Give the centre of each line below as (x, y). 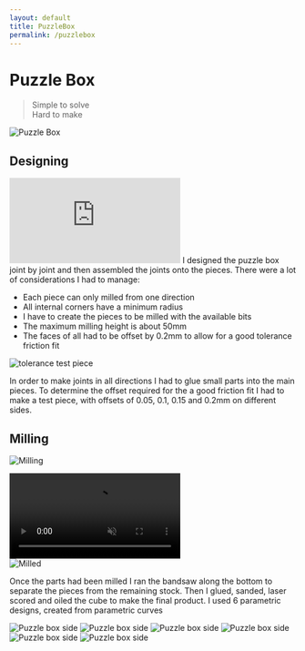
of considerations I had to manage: (75, 280)
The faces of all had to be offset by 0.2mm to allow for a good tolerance (158, 336)
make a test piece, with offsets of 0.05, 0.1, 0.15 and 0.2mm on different (142, 401)
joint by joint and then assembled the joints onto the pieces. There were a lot (153, 270)
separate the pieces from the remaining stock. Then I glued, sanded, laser (148, 590)
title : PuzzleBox (42, 26)
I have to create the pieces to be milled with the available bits (137, 317)
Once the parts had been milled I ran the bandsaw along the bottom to (141, 581)
